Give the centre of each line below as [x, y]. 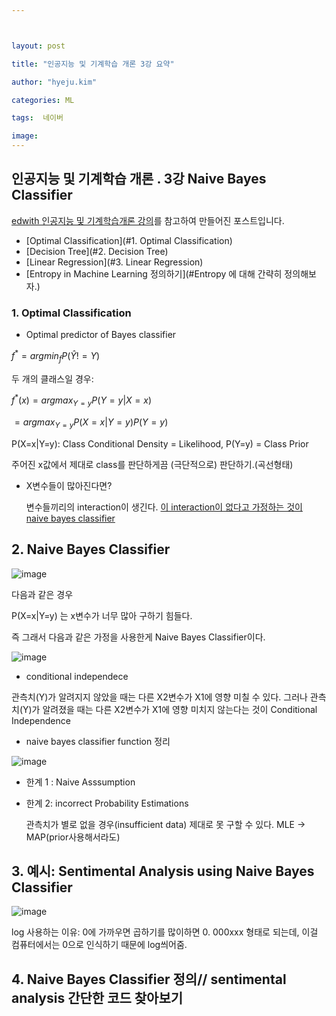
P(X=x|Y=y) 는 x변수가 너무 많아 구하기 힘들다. [102, 615]
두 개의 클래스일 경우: [52, 378]
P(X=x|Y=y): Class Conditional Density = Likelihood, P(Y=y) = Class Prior [160, 443]
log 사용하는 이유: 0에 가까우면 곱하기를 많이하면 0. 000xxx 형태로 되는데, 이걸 [165, 932]
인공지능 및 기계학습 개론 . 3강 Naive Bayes [139, 179]
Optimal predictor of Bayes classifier [101, 335]
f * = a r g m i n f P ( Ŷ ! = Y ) [56, 356]
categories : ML [43, 100]
